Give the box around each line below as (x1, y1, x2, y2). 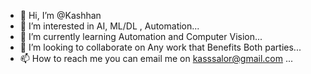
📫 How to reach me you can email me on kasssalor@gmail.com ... (19, 53, 294, 64)
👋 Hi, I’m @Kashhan (19, 10, 102, 21)
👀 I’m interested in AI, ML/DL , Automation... (19, 20, 200, 32)
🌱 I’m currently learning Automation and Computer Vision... (19, 31, 263, 42)
